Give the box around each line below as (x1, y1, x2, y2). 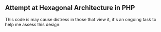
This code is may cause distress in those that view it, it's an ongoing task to (5, 16, 157, 22)
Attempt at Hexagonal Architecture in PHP (5, 4, 135, 12)
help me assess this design (5, 21, 60, 27)
